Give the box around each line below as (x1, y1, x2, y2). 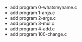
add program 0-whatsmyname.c (10, 5, 77, 10)
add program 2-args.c (10, 15, 56, 21)
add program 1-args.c (10, 10, 55, 16)
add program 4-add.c (10, 26, 55, 32)
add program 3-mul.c (10, 20, 54, 26)
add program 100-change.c (10, 31, 67, 37)
